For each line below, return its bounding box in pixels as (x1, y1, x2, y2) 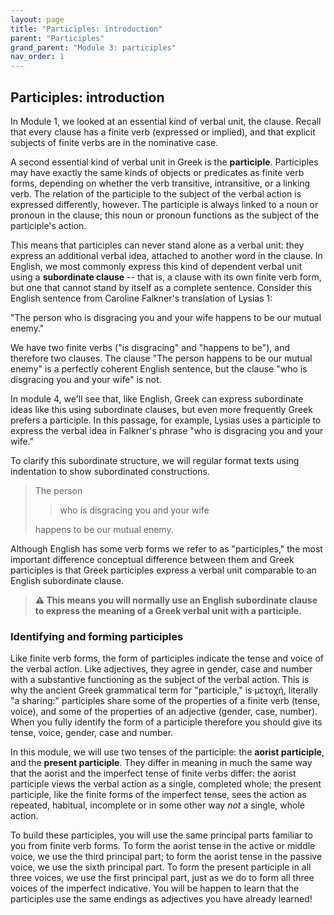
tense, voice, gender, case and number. (10, 727, 174, 739)
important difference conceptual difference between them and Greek (10, 553, 295, 565)
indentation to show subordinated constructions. (10, 465, 210, 477)
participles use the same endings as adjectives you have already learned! (10, 893, 313, 905)
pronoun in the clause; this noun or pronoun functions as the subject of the (10, 209, 320, 221)
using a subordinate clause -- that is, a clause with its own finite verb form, (10, 271, 322, 283)
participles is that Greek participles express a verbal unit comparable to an (10, 564, 317, 576)
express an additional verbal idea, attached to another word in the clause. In (10, 249, 323, 261)
